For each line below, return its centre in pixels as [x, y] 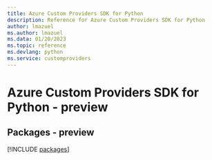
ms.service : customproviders [49, 59]
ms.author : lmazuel [35, 33]
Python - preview [58, 107]
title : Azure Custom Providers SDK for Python [75, 13]
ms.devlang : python [35, 52]
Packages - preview [51, 133]
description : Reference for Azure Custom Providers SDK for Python [106, 20]
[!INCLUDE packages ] [38, 149]
